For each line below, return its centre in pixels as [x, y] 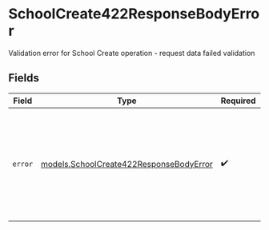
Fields [24, 78]
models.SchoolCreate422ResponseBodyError [127, 164]
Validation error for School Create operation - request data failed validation [132, 53]
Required [238, 101]
